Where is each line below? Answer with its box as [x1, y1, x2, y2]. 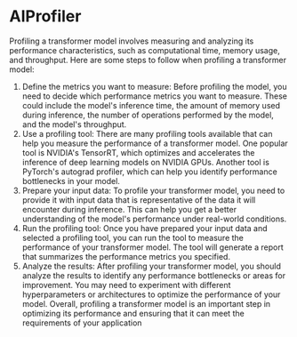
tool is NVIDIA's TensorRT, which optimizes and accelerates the [21, 147, 255, 157]
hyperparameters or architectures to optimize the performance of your [21, 289, 281, 300]
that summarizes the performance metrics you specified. [21, 251, 231, 261]
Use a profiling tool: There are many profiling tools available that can [21, 128, 273, 139]
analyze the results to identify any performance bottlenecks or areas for [21, 269, 286, 281]
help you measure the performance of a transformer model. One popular [21, 138, 289, 148]
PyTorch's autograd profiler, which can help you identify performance [21, 166, 277, 177]
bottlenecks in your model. [21, 175, 120, 186]
